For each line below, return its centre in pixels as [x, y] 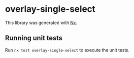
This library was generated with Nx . [41, 23]
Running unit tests [34, 38]
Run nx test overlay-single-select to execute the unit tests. [67, 50]
